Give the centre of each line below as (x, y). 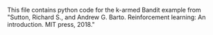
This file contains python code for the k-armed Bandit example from (104, 10)
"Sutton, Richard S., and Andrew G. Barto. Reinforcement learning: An (106, 17)
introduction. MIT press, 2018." (51, 24)
